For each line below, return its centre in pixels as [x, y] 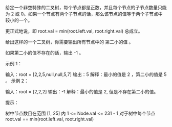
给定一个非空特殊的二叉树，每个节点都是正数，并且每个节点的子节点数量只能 [86, 7]
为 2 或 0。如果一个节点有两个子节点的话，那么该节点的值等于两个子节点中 [84, 14]
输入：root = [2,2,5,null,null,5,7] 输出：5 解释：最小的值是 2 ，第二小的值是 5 [86, 74]
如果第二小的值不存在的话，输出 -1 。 [45, 53]
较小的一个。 [19, 20]
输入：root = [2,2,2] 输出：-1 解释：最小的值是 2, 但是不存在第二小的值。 [82, 92]
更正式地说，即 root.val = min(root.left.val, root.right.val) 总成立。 [74, 31]
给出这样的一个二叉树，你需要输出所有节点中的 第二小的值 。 [69, 42]
